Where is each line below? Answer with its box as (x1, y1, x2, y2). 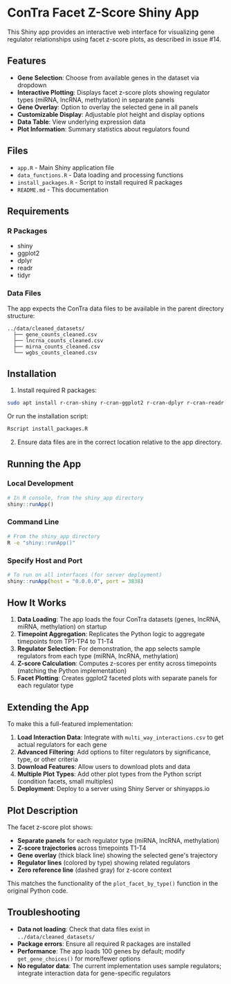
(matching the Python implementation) (17, 667, 127, 675)
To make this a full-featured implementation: (7, 720, 133, 728)
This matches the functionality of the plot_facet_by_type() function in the (7, 880, 219, 888)
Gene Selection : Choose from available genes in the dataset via (17, 73, 199, 82)
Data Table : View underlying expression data (17, 118, 146, 126)
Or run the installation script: (7, 412, 89, 420)
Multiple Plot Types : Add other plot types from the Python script (17, 770, 202, 779)
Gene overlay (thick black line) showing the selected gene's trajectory (17, 851, 218, 860)
